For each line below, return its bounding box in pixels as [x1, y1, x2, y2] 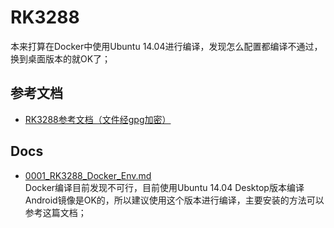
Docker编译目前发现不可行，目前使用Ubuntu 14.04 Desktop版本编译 [24, 181, 305, 193]
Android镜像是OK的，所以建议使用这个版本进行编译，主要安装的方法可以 [24, 194, 325, 206]
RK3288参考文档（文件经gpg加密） [24, 113, 172, 125]
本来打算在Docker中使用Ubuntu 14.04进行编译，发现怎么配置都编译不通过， [10, 40, 323, 52]
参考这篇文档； [24, 206, 87, 218]
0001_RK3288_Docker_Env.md [24, 169, 152, 181]
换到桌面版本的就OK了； [10, 52, 112, 65]
